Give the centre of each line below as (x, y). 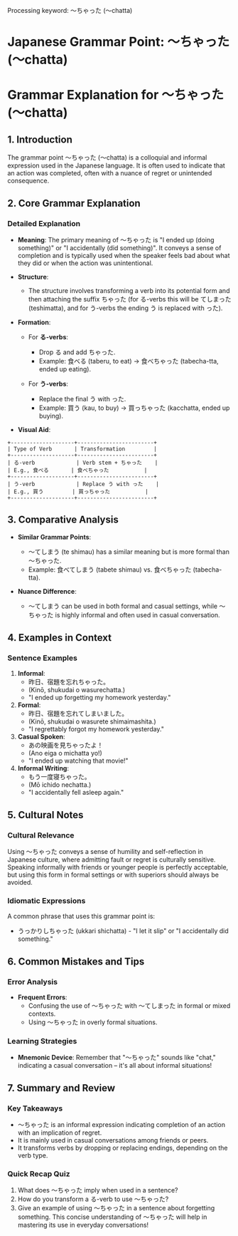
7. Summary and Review (61, 1088)
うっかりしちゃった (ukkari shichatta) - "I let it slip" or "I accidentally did (123, 931)
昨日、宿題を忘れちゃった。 (69, 682)
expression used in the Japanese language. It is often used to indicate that (116, 165)
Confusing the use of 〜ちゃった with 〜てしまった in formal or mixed (129, 1006)
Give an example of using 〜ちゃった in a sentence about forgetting (116, 1208)
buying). (51, 416)
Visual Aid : (34, 429)
